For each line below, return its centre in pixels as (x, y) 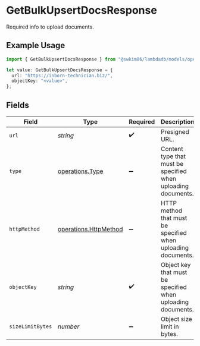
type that (173, 156)
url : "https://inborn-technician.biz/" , (62, 76)
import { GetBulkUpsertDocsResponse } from (61, 59)
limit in (170, 326)
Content (172, 149)
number (68, 326)
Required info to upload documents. (50, 27)
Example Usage (36, 45)
